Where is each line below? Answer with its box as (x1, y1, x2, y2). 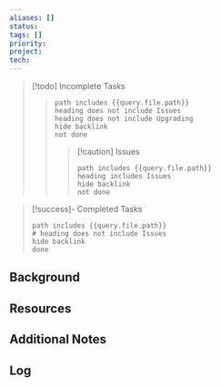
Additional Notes (9, 331, 107, 347)
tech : (9, 56, 30, 65)
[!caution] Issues (76, 147, 140, 157)
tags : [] (9, 30, 43, 39)
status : (9, 22, 39, 31)
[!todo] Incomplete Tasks (31, 81, 126, 91)
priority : (9, 38, 47, 48)
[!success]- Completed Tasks (31, 204, 143, 214)
